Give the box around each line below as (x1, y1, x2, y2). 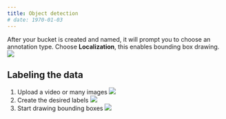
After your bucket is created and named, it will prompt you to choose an (7, 35, 211, 43)
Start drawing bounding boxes (17, 104, 103, 113)
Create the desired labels (17, 96, 89, 105)
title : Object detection (7, 10, 79, 17)
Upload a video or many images (17, 88, 108, 96)
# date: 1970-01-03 (7, 16, 63, 23)
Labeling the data (7, 69, 84, 81)
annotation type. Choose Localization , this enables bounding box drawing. (7, 42, 220, 51)
